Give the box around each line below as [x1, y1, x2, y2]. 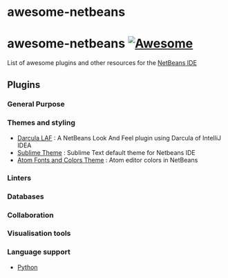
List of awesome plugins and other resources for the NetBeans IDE [7, 59, 197, 67]
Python [17, 263, 38, 271]
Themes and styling [7, 118, 76, 128]
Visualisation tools [7, 229, 71, 239]
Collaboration [7, 210, 54, 220]
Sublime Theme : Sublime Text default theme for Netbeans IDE [17, 148, 196, 156]
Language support [7, 247, 70, 257]
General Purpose [7, 100, 66, 109]
